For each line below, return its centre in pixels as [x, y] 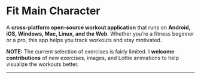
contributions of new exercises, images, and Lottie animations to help [93, 58]
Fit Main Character [53, 11]
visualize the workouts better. [42, 64]
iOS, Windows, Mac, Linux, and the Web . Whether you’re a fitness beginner [100, 33]
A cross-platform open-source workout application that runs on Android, [98, 27]
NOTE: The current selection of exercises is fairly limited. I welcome [90, 51]
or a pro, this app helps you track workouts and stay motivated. [84, 40]
